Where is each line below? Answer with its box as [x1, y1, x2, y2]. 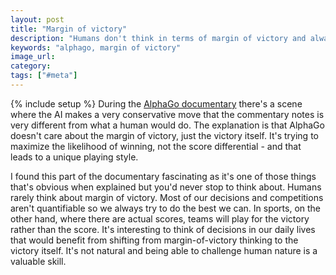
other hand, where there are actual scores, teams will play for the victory [10, 212, 310, 225]
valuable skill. [10, 255, 67, 267]
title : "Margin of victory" [10, 24, 128, 34]
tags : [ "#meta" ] [10, 71, 78, 81]
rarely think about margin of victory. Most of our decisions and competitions [10, 191, 324, 203]
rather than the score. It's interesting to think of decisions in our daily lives [10, 223, 316, 235]
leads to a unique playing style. [10, 151, 139, 163]
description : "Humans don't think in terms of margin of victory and [10, 33, 307, 43]
